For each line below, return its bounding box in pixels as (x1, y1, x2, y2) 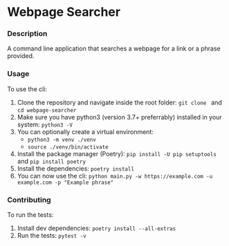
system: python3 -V (17, 120, 73, 129)
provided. (7, 52, 35, 60)
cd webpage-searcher (17, 106, 77, 114)
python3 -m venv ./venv (27, 136, 97, 143)
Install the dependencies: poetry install (17, 164, 135, 173)
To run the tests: (7, 211, 54, 219)
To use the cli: (7, 84, 47, 93)
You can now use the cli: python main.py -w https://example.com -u (17, 171, 213, 180)
